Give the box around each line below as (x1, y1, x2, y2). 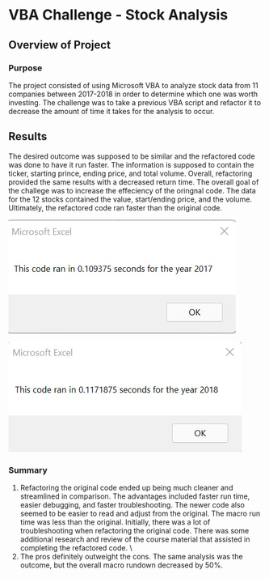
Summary (8, 464, 48, 475)
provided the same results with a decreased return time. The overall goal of (8, 176, 259, 187)
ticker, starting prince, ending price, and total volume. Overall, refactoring (8, 168, 253, 178)
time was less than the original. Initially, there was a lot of (19, 516, 211, 527)
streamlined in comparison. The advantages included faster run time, (19, 491, 250, 501)
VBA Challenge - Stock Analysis (8, 6, 229, 24)
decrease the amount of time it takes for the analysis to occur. (8, 106, 215, 116)
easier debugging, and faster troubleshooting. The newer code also (19, 499, 245, 509)
